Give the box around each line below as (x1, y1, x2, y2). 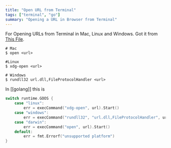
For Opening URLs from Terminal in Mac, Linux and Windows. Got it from (5, 31, 158, 37)
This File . (5, 36, 24, 42)
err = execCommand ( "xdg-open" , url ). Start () (23, 105, 120, 111)
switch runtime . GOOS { (5, 96, 53, 101)
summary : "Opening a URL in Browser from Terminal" (5, 17, 117, 22)
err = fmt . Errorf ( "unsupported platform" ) (23, 134, 115, 139)
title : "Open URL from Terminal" (5, 7, 76, 13)
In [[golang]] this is (5, 86, 45, 92)
